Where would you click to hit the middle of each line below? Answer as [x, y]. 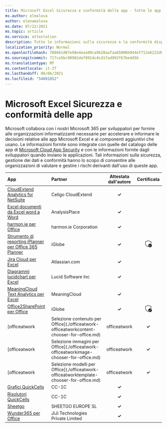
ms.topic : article [24, 32]
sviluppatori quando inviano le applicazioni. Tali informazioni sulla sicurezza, [83, 155]
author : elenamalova [27, 21]
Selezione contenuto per [77, 318]
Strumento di [20, 236]
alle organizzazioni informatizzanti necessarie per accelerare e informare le [82, 134]
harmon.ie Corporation [75, 227]
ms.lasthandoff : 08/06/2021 [34, 74]
